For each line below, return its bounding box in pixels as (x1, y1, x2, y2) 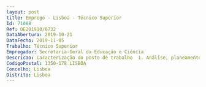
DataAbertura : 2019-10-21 (6, 32, 72, 38)
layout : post (6, 9, 40, 15)
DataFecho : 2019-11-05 (6, 37, 64, 43)
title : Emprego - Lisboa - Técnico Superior (6, 15, 122, 21)
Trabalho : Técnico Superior (6, 43, 78, 50)
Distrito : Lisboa (6, 72, 51, 78)
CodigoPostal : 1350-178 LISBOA (6, 60, 86, 66)
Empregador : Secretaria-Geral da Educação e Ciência (6, 49, 144, 55)
